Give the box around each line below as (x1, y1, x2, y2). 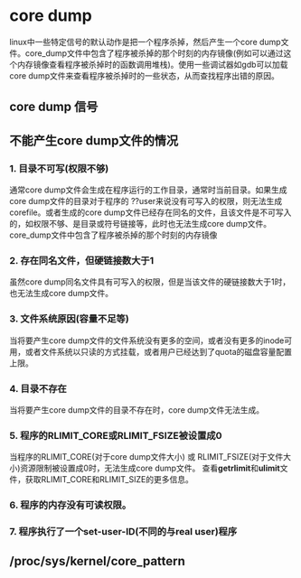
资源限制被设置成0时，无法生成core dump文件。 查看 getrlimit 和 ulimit (20, 462, 280, 474)
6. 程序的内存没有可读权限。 (9, 499, 132, 511)
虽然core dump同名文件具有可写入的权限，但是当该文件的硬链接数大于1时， (9, 276, 291, 287)
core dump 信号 (9, 99, 99, 115)
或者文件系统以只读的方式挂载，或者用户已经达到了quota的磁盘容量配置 (24, 346, 292, 357)
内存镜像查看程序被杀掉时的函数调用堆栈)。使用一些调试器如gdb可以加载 (16, 59, 288, 70)
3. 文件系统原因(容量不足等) (9, 312, 129, 325)
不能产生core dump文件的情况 (9, 133, 179, 148)
